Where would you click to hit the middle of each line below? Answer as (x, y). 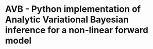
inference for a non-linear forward (77, 30)
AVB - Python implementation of (73, 9)
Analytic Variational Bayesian (67, 20)
